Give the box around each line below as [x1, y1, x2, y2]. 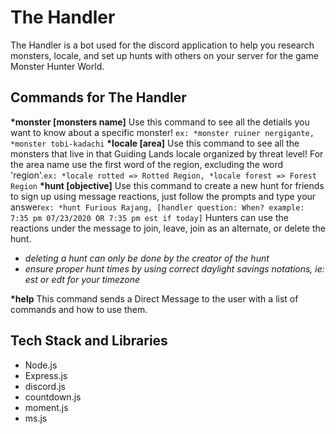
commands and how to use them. [10, 303, 148, 315]
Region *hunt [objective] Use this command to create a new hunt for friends [10, 179, 325, 191]
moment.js [24, 401, 69, 413]
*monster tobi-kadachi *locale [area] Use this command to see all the [10, 137, 300, 149]
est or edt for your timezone [24, 273, 141, 285]
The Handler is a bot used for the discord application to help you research [10, 39, 315, 51]
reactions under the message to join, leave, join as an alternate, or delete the [10, 222, 326, 234]
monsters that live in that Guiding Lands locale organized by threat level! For [10, 147, 324, 160]
